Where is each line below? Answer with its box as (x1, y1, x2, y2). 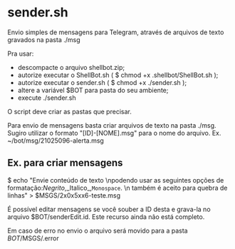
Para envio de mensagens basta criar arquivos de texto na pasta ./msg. (7, 121, 216, 129)
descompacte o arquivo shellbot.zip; (17, 63, 125, 71)
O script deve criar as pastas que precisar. (7, 107, 132, 116)
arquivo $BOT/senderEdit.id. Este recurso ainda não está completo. (7, 212, 205, 221)
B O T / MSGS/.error (7, 233, 59, 243)
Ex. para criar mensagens (7, 157, 123, 169)
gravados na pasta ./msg (7, 35, 80, 44)
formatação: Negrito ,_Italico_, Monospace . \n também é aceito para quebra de (7, 183, 228, 192)
